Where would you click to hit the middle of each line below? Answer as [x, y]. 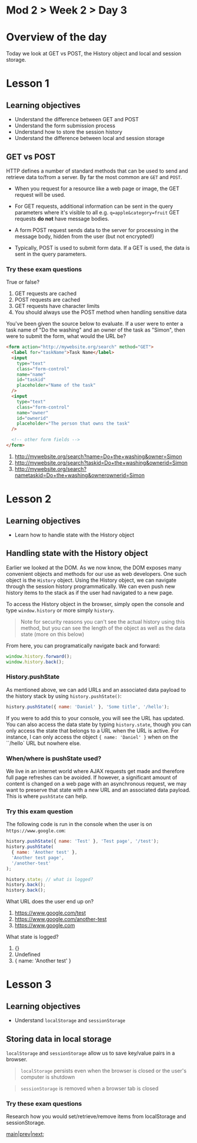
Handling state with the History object [77, 553]
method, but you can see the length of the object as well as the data [103, 628]
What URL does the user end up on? [50, 902]
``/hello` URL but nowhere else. [44, 743]
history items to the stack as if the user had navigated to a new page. [90, 592]
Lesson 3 [29, 985]
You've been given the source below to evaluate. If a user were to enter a [95, 324]
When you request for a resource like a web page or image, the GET [97, 188]
